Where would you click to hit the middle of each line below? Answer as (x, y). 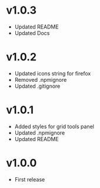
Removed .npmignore (41, 79)
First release (30, 179)
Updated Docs (32, 33)
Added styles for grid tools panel (54, 126)
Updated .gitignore (37, 86)
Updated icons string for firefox (53, 73)
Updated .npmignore (40, 133)
